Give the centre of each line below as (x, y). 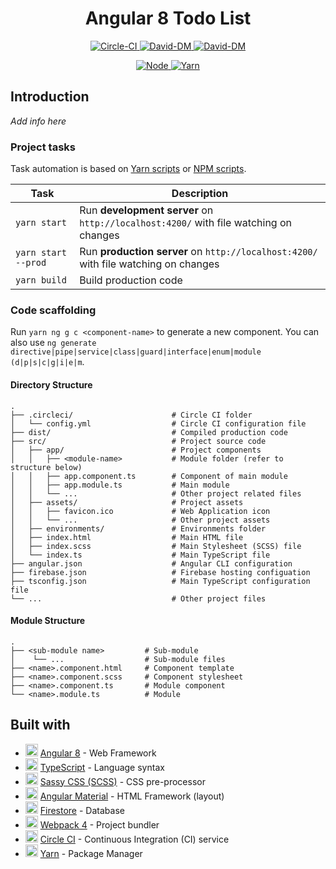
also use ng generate (53, 343)
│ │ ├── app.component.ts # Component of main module (149, 476)
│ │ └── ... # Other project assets (140, 520)
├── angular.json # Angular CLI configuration (151, 563)
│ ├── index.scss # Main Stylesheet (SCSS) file (156, 546)
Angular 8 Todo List (168, 18)
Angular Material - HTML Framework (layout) (132, 796)
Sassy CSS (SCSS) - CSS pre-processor (122, 781)
